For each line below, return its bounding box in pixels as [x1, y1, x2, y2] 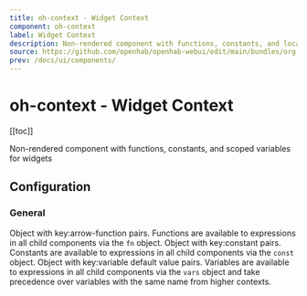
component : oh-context [9, 22, 96, 31]
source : [9, 48, 39, 57]
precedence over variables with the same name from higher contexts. [9, 276, 272, 287]
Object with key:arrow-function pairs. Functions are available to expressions [9, 227, 297, 238]
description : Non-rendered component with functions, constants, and [9, 38, 281, 48]
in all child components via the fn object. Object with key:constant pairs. [9, 237, 281, 248]
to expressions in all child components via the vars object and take [9, 266, 260, 277]
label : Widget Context [9, 30, 96, 39]
